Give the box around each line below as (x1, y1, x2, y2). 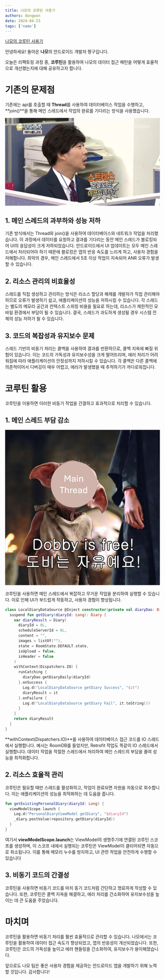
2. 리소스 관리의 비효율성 (5, 277, 75, 285)
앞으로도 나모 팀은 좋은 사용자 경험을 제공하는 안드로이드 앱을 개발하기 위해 (5, 962, 148, 968)
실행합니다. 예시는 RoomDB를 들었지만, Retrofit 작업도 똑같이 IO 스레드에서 (14, 742, 159, 748)
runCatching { (18, 670, 48, 675)
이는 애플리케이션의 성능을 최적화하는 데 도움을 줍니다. (11, 791, 115, 797)
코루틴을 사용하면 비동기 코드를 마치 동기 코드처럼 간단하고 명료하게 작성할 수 (5, 885, 152, 891)
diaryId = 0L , (18, 623, 48, 628)
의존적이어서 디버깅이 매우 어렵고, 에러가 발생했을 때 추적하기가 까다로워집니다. (5, 364, 156, 370)
